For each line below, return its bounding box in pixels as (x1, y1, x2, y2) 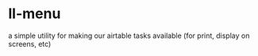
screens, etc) (8, 39, 52, 48)
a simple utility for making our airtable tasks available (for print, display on (8, 31, 250, 40)
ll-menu (8, 5, 61, 23)
